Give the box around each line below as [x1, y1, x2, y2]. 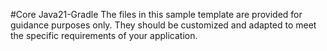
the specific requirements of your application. [10, 30, 198, 41]
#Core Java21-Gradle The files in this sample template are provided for [10, 9, 303, 20]
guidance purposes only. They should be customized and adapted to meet [10, 19, 317, 31]
